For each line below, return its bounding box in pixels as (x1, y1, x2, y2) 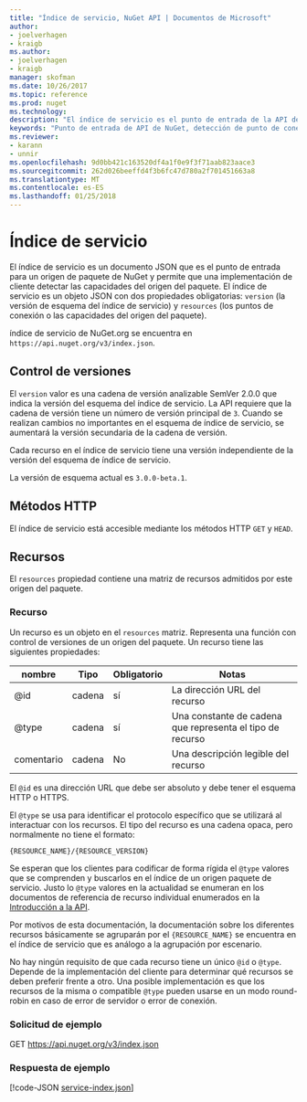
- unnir (9, 149, 39, 158)
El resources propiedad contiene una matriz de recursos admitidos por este (9, 573, 293, 585)
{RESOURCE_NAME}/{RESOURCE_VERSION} (9, 846, 149, 855)
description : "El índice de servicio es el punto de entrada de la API (9, 115, 288, 124)
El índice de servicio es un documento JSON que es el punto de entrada (9, 261, 281, 272)
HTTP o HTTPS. (9, 791, 70, 802)
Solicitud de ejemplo (9, 1018, 102, 1031)
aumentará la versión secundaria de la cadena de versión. (9, 427, 228, 438)
